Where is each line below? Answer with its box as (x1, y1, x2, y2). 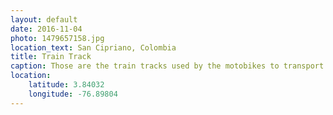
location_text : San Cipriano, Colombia (10, 42, 177, 53)
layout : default (10, 14, 78, 25)
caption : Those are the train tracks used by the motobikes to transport (10, 61, 325, 71)
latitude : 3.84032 (28, 80, 105, 90)
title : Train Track (10, 52, 92, 62)
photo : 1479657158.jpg (10, 33, 105, 43)
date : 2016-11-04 (10, 24, 83, 34)
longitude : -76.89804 (28, 89, 118, 99)
